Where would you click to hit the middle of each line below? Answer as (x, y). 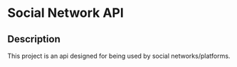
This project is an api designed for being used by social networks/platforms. (119, 56)
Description (34, 39)
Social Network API (66, 13)
